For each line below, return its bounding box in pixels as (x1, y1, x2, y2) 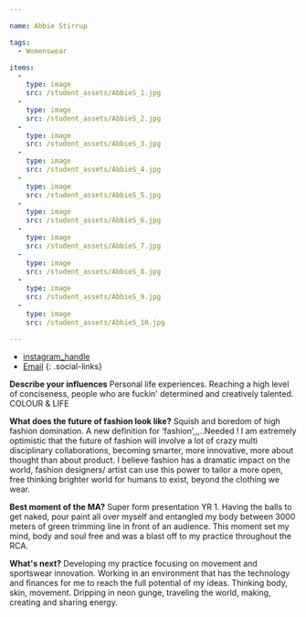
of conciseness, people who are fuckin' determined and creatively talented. (9, 388, 294, 399)
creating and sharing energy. (9, 596, 119, 608)
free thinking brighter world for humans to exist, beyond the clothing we (9, 473, 280, 484)
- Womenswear (17, 47, 68, 56)
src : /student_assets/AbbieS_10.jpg (26, 317, 166, 327)
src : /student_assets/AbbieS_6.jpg (26, 216, 162, 225)
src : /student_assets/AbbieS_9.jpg (26, 293, 162, 302)
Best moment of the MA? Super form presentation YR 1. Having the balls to (9, 501, 292, 512)
